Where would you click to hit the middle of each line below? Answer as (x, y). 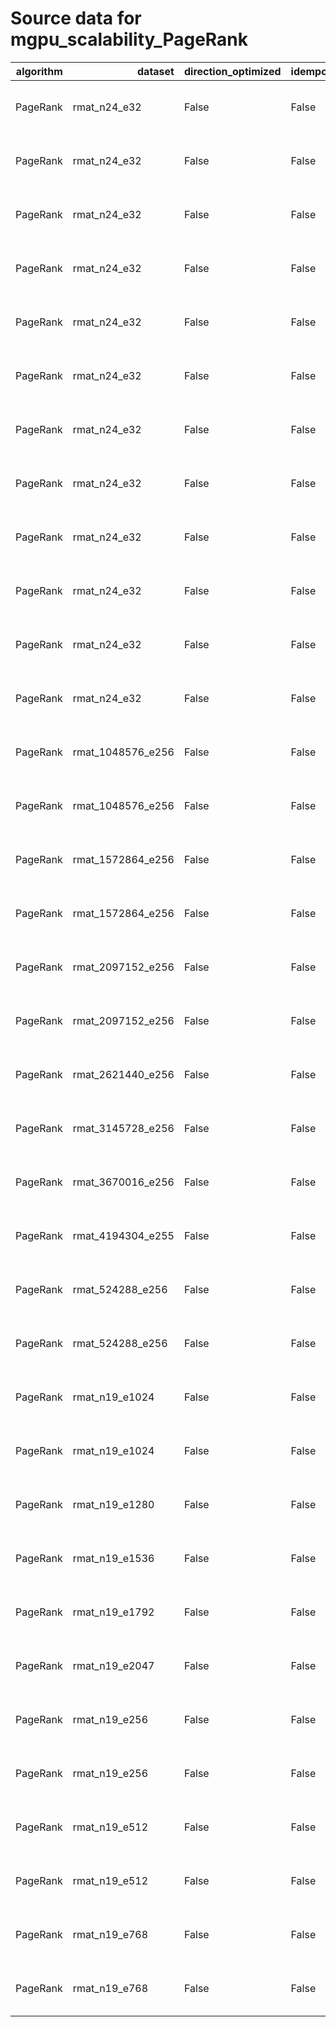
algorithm (39, 71)
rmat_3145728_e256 (123, 1128)
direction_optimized (232, 71)
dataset (156, 71)
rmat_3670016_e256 (123, 1182)
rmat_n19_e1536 (113, 1558)
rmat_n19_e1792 (113, 1612)
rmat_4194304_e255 (123, 1235)
